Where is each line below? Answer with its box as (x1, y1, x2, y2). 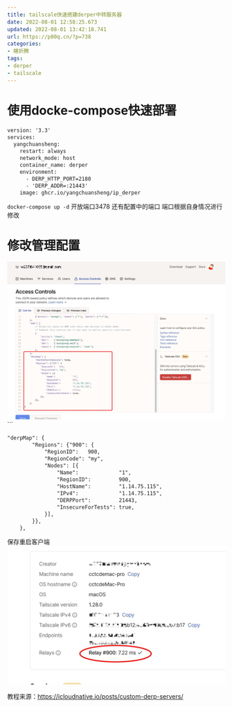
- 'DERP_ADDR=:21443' (25, 182, 89, 189)
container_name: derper (19, 162, 89, 168)
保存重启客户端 (7, 538, 50, 546)
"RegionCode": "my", (44, 455, 104, 462)
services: (7, 134, 36, 141)
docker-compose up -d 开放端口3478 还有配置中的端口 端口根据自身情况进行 (7, 202, 223, 211)
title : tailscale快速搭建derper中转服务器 (7, 11, 123, 18)
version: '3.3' (7, 127, 51, 134)
